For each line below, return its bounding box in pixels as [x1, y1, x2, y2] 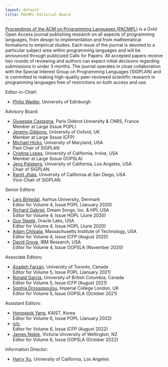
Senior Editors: [5, 186, 36, 192]
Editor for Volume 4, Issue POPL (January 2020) [12, 201, 112, 207]
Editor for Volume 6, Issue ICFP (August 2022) [12, 326, 108, 332]
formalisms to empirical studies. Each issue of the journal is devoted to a [5, 42, 155, 48]
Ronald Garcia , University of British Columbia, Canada [12, 274, 124, 280]
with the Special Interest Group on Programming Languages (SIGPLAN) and [5, 68, 161, 74]
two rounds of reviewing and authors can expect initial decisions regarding [5, 58, 159, 64]
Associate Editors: [5, 254, 43, 260]
